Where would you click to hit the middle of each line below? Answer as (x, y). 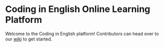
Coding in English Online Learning (78, 9)
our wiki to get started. (29, 39)
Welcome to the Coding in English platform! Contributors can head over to (82, 33)
